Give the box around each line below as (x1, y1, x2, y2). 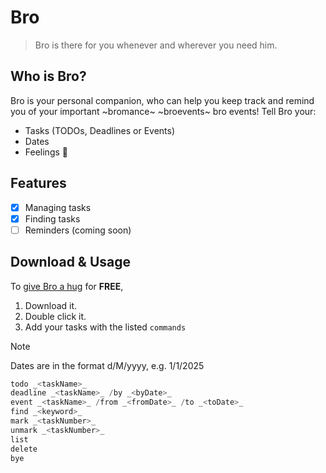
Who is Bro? (10, 68, 87, 85)
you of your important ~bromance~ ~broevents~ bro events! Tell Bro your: (10, 105, 317, 117)
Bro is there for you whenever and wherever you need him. (34, 39, 278, 51)
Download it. (24, 299, 78, 311)
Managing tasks (24, 201, 92, 213)
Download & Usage (10, 254, 132, 271)
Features (10, 175, 67, 192)
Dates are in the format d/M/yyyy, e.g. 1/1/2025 (10, 359, 205, 371)
